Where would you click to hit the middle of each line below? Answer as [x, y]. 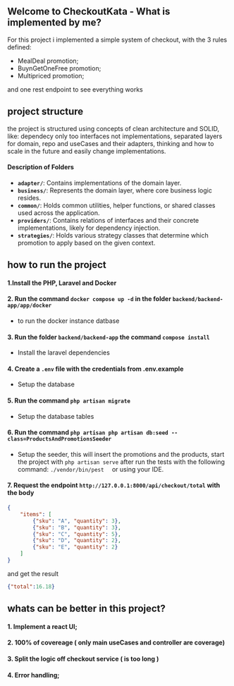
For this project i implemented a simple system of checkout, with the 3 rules [117, 39]
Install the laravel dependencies [64, 353]
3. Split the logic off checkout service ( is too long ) [83, 659]
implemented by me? [55, 23]
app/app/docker [30, 306]
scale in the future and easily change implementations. [87, 151]
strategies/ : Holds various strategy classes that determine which [113, 235]
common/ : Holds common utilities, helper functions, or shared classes [116, 205]
